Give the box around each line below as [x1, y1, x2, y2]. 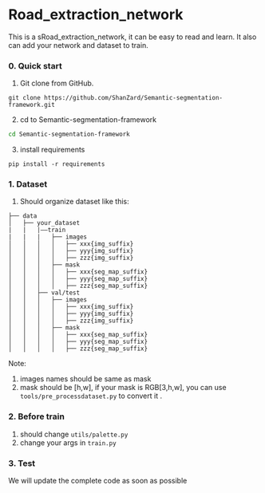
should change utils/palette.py [19, 429, 129, 439]
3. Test [8, 457, 36, 468]
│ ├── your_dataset [8, 219, 81, 227]
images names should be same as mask [19, 374, 152, 384]
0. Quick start [8, 60, 62, 71]
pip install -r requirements [8, 160, 105, 168]
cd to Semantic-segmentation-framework [19, 115, 157, 124]
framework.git [8, 101, 56, 109]
